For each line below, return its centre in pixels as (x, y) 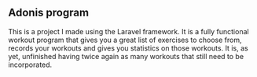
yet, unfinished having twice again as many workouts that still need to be (126, 56)
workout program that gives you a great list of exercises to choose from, (125, 40)
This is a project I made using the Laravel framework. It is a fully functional (128, 31)
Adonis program (48, 13)
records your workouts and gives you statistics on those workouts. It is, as (128, 48)
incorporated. (30, 65)
